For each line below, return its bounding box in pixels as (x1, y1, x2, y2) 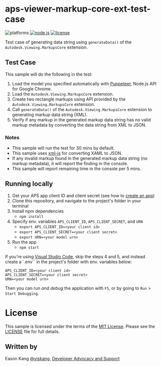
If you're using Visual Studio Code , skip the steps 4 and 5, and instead (5, 253, 145, 259)
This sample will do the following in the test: (5, 71, 93, 77)
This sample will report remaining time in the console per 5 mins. (12, 166, 142, 172)
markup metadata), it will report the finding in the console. (12, 161, 129, 166)
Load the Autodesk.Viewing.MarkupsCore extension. (12, 91, 114, 97)
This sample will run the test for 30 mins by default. (12, 145, 115, 151)
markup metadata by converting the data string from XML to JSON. (12, 122, 146, 128)
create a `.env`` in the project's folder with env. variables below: (5, 259, 132, 265)
